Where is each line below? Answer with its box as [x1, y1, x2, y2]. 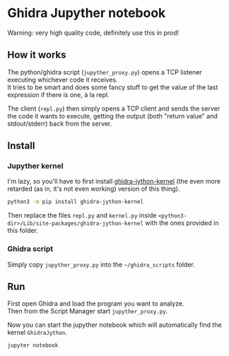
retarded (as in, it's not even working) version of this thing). [7, 184, 180, 193]
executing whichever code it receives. [7, 75, 118, 84]
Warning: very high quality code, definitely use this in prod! [7, 28, 180, 37]
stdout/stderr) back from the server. [7, 119, 112, 128]
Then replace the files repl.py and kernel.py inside [7, 211, 157, 220]
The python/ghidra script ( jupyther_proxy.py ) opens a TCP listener [7, 67, 203, 76]
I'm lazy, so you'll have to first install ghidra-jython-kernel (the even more [7, 177, 221, 186]
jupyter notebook [7, 342, 59, 349]
